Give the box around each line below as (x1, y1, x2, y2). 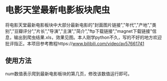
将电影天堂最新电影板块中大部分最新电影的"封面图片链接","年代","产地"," (5, 22, 152, 28)
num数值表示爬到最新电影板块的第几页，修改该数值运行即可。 (5, 71, 132, 77)
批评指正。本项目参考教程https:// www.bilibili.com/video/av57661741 (5, 40, 145, 46)
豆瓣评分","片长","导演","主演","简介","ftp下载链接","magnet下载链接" (14, 28, 153, 34)
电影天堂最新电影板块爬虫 (5, 4, 111, 16)
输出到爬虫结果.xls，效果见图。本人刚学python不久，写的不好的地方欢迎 (13, 34, 162, 40)
